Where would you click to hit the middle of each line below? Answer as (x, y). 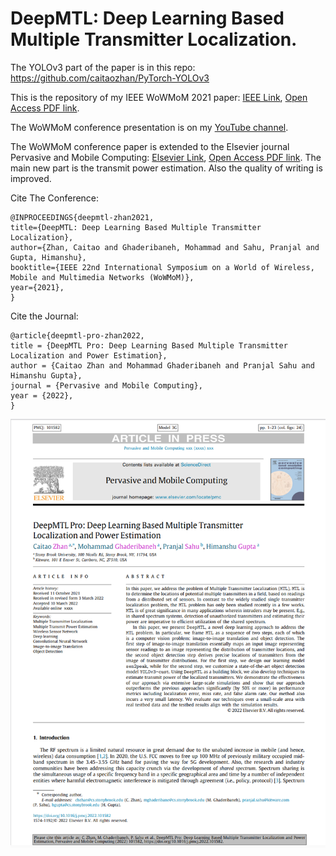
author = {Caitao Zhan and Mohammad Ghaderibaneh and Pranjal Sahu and (162, 365)
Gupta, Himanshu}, (48, 257)
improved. (31, 178)
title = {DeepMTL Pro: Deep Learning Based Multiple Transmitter (149, 345)
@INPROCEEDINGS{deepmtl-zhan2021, (82, 217)
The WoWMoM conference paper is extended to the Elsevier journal (150, 146)
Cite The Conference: (55, 198)
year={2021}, (37, 287)
